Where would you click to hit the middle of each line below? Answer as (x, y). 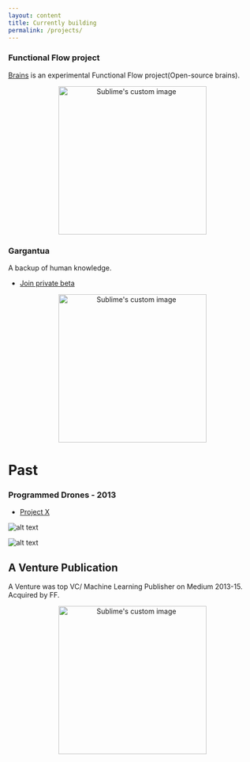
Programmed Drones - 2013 (62, 495)
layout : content (35, 15)
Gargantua (29, 251)
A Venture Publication (63, 567)
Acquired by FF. (34, 595)
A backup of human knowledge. (60, 268)
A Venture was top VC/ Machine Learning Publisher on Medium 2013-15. (125, 587)
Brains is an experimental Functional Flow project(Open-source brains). (124, 75)
